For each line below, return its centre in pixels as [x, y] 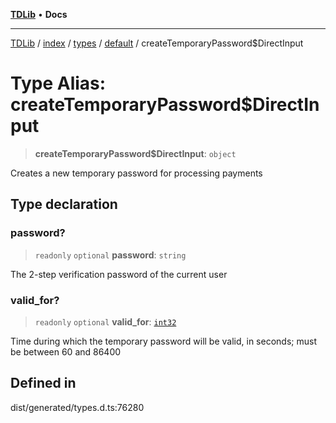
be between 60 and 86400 [66, 351]
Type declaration [64, 204]
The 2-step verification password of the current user [119, 274]
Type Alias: [58, 83]
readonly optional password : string [110, 255]
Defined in [43, 383]
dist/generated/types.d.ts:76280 [77, 407]
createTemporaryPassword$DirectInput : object [135, 153]
